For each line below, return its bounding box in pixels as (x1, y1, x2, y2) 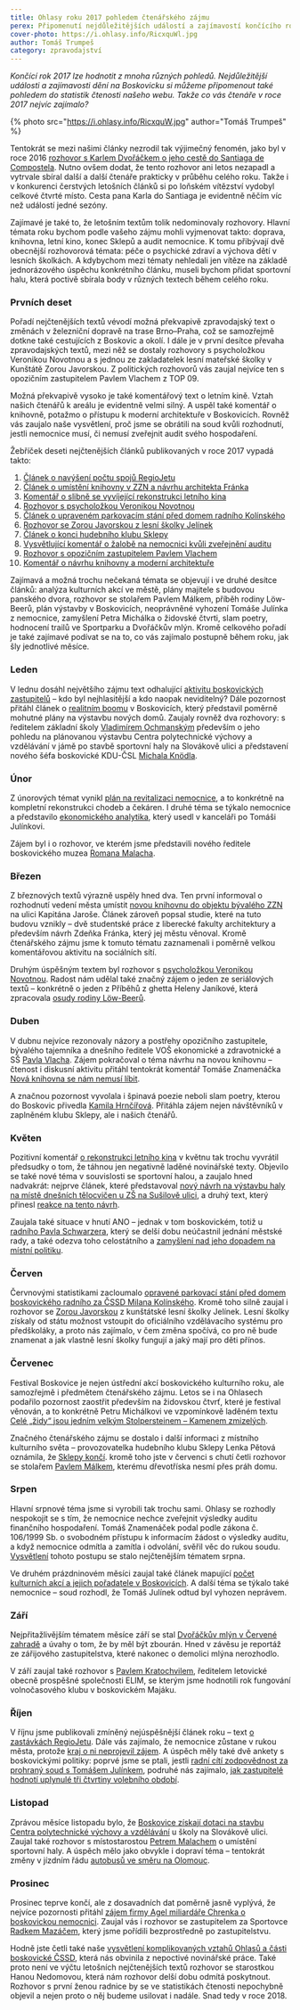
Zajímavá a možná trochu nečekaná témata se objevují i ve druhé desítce (10, 575, 278, 586)
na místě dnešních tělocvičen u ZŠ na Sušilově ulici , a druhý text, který (10, 1189, 269, 1200)
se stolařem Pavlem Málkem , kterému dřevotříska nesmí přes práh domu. (10, 1461, 279, 1472)
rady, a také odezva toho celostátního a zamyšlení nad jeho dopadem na (10, 1235, 276, 1246)
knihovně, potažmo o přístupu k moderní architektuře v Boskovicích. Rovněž (10, 409, 290, 420)
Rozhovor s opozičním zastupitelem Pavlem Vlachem (22, 548, 217, 559)
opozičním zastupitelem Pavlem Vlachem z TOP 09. (10, 373, 199, 384)
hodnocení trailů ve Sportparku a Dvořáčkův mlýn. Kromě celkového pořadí (10, 622, 287, 633)
